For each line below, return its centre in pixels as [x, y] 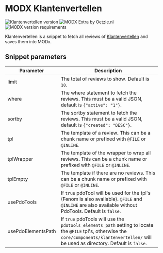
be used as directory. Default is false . [104, 243]
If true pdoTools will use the [92, 219]
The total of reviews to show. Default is [105, 79]
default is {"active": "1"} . [91, 105]
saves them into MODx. [28, 41]
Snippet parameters [36, 57]
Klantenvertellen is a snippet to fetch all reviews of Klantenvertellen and [76, 36]
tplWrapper [20, 159]
